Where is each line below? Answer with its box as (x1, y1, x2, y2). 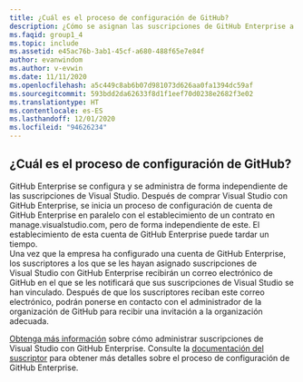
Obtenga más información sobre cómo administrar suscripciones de (9, 333, 264, 344)
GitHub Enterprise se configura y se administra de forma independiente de (9, 181, 288, 191)
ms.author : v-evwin (9, 64, 83, 73)
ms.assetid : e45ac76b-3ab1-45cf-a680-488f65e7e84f (9, 47, 205, 56)
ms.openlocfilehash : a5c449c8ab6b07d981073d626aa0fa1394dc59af (9, 81, 254, 90)
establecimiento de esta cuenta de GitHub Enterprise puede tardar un (9, 229, 269, 240)
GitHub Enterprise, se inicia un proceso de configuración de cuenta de (9, 200, 273, 211)
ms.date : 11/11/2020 (9, 73, 88, 82)
